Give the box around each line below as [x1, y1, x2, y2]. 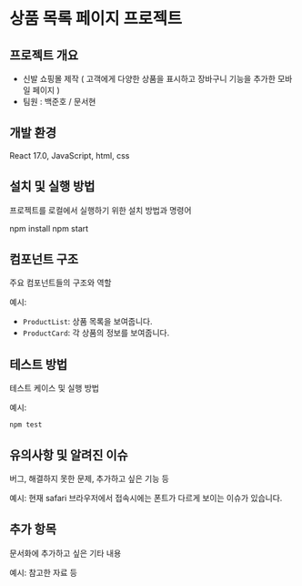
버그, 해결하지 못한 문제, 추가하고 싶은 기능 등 [9, 473, 170, 484]
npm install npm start [9, 222, 89, 233]
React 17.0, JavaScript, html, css [9, 149, 130, 160]
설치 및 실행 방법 [9, 179, 96, 194]
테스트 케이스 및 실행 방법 [9, 383, 100, 394]
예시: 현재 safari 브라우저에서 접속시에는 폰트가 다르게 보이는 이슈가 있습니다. [9, 493, 283, 504]
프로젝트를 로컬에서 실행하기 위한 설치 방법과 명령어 [9, 204, 192, 215]
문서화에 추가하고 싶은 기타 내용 [9, 548, 122, 559]
